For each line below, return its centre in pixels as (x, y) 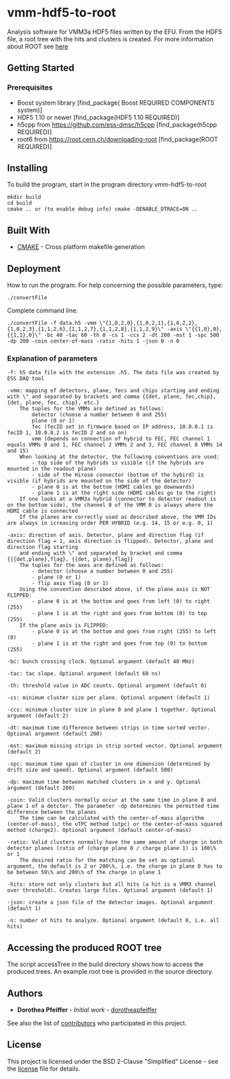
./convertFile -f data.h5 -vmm (52, 323)
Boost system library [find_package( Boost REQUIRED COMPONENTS (116, 103)
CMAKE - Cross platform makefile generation (81, 247)
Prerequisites (30, 87)
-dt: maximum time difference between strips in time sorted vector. (109, 728)
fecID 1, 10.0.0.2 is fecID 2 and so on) (67, 433)
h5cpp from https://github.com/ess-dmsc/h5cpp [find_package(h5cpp (117, 125)
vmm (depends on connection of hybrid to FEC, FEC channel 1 (121, 439)
